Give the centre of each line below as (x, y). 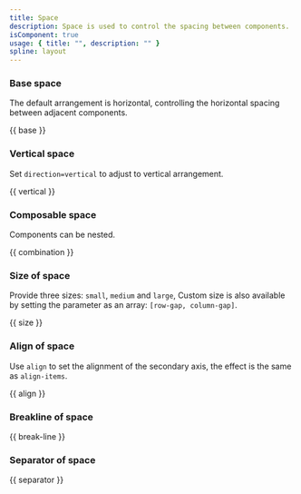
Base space (35, 84)
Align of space (42, 346)
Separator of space (53, 459)
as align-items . (39, 375)
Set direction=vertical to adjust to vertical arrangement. (117, 173)
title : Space (34, 18)
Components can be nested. (63, 235)
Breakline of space (51, 417)
